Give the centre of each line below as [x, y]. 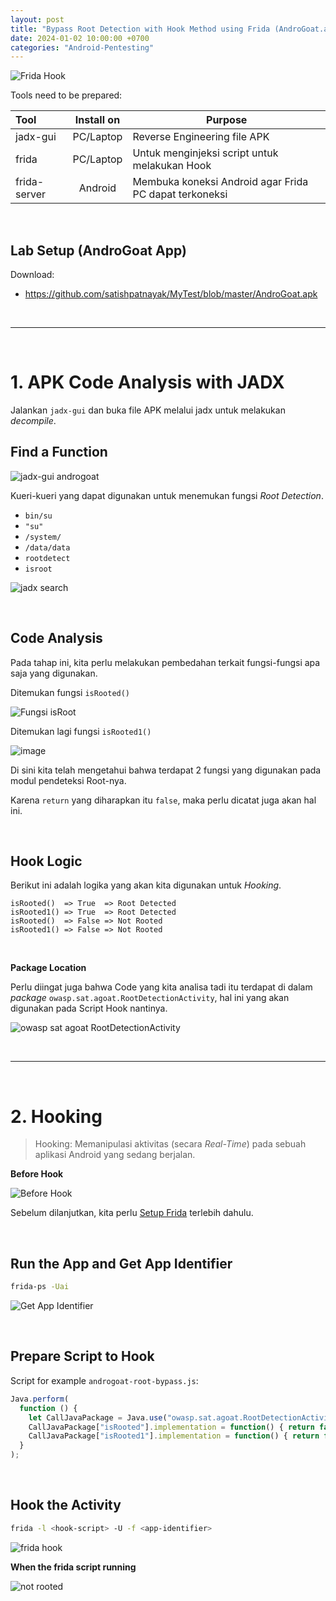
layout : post [37, 19]
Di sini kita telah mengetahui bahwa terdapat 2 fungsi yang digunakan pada [166, 770]
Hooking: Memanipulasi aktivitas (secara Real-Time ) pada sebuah [170, 1144]
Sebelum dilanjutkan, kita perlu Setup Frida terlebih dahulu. [132, 1213]
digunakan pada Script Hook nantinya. [89, 1008]
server [31, 194]
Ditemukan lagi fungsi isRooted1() [81, 731]
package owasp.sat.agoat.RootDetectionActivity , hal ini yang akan [150, 998]
